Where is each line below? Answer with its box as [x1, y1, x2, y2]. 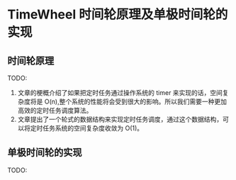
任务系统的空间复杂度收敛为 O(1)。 [42, 124, 144, 132]
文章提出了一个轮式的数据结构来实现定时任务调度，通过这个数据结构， [17, 115, 223, 123]
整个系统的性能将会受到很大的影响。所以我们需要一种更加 [59, 97, 227, 106]
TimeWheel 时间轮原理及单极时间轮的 [7, 6, 228, 23]
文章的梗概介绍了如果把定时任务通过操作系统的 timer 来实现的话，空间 [17, 89, 223, 96]
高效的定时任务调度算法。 [17, 106, 93, 114]
